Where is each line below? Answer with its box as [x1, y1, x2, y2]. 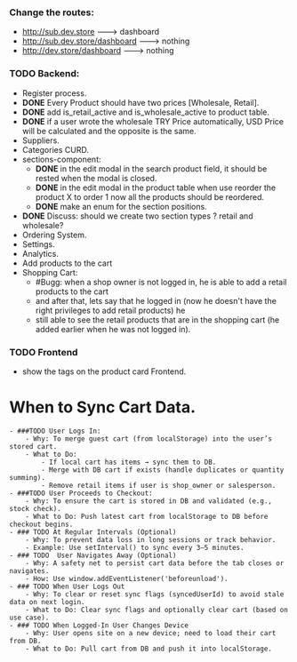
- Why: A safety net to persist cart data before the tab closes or [25, 558, 285, 568]
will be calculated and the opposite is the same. [21, 125, 197, 136]
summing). [9, 473, 46, 482]
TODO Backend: [9, 68, 80, 80]
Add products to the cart [21, 258, 113, 268]
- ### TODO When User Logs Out [9, 582, 125, 591]
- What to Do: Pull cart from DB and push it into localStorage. [25, 644, 273, 653]
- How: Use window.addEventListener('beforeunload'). [25, 574, 229, 583]
